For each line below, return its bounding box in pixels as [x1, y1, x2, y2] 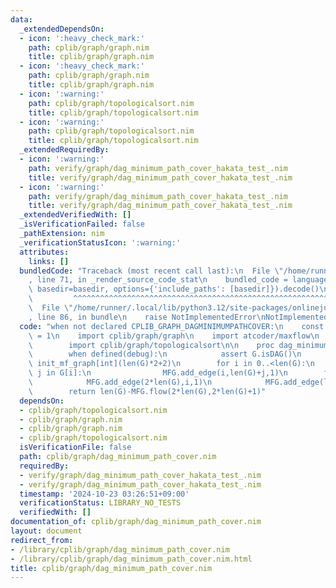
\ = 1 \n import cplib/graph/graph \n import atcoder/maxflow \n [28, 331, 320, 341]
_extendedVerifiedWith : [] [19, 210, 132, 220]
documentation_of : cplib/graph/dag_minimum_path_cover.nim [10, 517, 262, 527]
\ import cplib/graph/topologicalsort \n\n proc [28, 340, 275, 350]
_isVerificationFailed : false [19, 219, 145, 230]
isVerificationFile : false [19, 442, 132, 453]
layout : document [10, 526, 83, 536]
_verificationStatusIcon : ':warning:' [19, 237, 182, 248]
